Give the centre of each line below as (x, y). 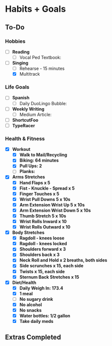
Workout (21, 149)
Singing (20, 63)
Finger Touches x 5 (39, 194)
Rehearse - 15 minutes (42, 69)
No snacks (31, 310)
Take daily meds (36, 321)
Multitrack (30, 74)
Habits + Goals (35, 9)
